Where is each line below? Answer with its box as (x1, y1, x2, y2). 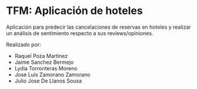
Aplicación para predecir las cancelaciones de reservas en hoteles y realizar (6, 23, 191, 30)
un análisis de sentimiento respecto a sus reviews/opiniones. (6, 29, 153, 36)
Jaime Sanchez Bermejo (14, 59, 74, 66)
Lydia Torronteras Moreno (14, 64, 78, 71)
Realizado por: (6, 41, 41, 48)
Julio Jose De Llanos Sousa (14, 77, 82, 84)
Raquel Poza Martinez (14, 52, 68, 59)
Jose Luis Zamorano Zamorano (14, 71, 91, 78)
